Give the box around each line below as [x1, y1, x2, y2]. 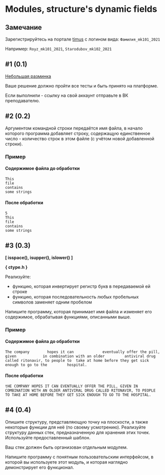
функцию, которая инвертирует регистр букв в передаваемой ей [12, 283, 151, 289]
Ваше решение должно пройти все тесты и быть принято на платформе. [5, 83, 159, 88]
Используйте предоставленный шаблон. [5, 434, 90, 440]
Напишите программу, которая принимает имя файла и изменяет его [5, 308, 152, 314]
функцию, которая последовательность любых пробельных [12, 294, 139, 300]
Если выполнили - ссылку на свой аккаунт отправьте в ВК [5, 92, 128, 98]
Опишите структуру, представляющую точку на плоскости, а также [5, 419, 148, 425]
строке [12, 288, 27, 295]
